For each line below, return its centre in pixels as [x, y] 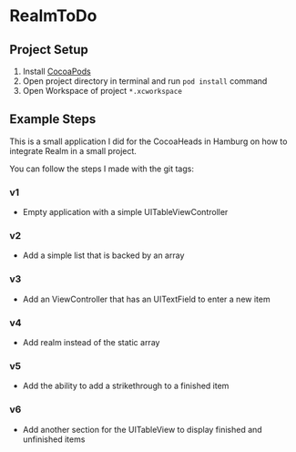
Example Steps [53, 119]
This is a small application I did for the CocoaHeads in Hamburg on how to [148, 141]
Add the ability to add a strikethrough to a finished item [126, 386]
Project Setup [49, 50]
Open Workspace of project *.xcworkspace [102, 91]
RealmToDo [53, 16]
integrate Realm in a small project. [73, 150]
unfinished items [54, 439]
